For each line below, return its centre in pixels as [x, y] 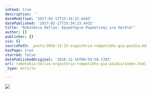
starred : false [20, 55]
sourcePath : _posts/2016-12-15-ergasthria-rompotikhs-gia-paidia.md [76, 46]
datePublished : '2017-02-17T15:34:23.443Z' [50, 23]
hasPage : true [19, 50]
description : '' [21, 14]
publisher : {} [19, 37]
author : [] [16, 32]
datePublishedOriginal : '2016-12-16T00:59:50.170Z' [58, 59]
